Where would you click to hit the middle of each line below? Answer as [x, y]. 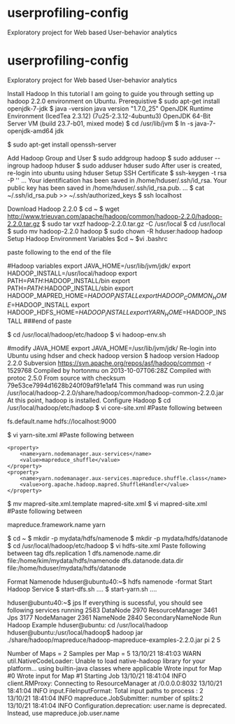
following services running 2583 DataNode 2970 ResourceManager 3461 [113, 610]
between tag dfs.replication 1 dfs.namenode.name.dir [84, 553]
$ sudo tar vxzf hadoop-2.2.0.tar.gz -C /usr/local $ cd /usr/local [134, 224]
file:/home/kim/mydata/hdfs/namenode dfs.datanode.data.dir [95, 561]
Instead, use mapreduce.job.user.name [64, 713]
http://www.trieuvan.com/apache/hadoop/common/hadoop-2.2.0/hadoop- [115, 216]
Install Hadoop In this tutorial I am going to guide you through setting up [111, 93]
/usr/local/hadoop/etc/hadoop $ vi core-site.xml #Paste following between [115, 408]
